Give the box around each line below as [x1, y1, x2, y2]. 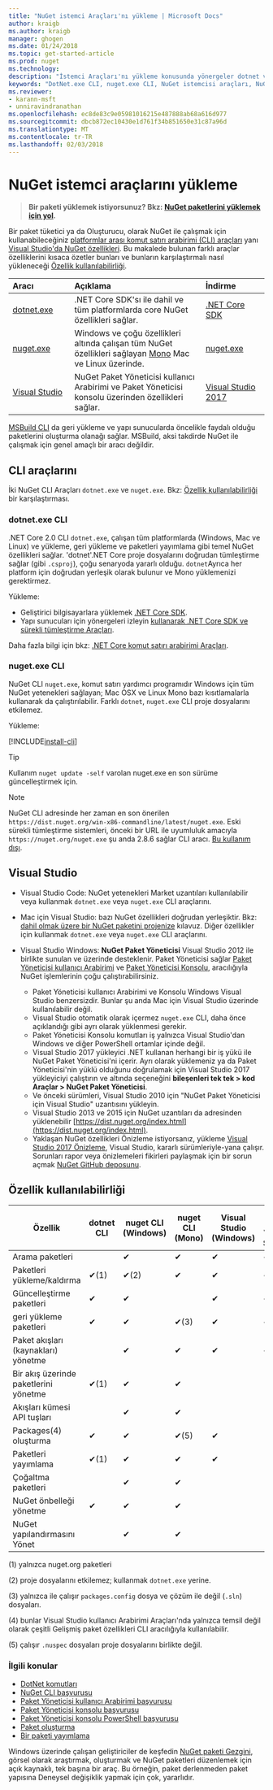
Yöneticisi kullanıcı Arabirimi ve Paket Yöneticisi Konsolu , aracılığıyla [19, 962, 249, 972]
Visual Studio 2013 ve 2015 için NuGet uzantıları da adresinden [32, 1107, 242, 1118]
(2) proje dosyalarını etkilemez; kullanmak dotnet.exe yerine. [8, 1575, 211, 1585]
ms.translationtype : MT [8, 125, 89, 133]
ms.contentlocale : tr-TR [8, 133, 93, 141]
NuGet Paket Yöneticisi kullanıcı [74, 371, 195, 383]
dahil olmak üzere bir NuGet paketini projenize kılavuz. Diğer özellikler [19, 920, 254, 931]
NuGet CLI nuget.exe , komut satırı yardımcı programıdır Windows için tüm [8, 679, 254, 689]
